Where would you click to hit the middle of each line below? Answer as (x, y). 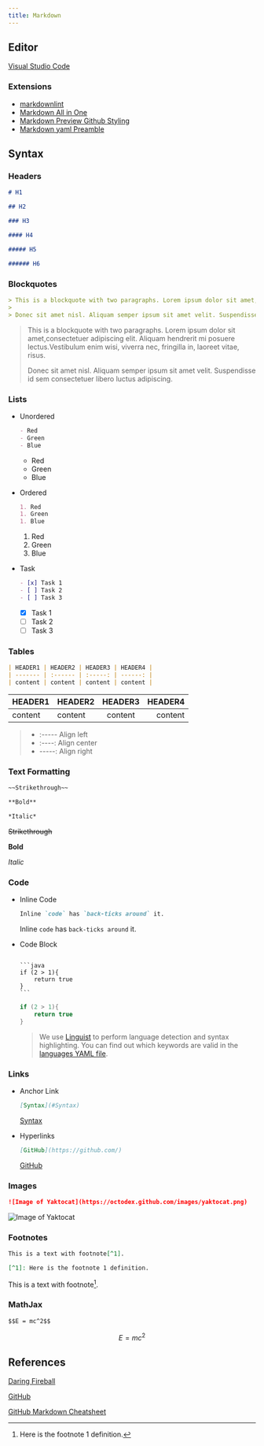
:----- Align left (63, 734)
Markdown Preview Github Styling (74, 121)
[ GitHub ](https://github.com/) (71, 1150)
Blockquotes (33, 284)
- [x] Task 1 (41, 583)
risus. (36, 355)
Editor (23, 48)
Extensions (30, 87)
